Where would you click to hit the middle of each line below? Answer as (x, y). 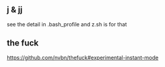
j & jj (15, 10)
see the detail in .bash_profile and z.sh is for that (67, 24)
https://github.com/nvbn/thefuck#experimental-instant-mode (82, 57)
